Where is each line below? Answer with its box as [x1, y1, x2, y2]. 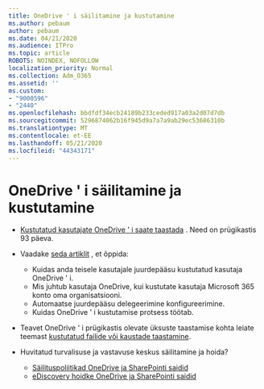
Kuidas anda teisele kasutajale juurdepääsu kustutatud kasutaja [31, 265, 243, 275]
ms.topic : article [8, 49, 70, 57]
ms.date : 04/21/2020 [8, 34, 78, 43]
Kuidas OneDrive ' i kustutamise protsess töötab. [31, 308, 195, 317]
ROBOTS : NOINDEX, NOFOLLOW [8, 57, 99, 65]
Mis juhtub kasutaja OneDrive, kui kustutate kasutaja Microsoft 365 [31, 282, 255, 292]
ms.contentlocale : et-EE [8, 131, 92, 139]
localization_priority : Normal [8, 64, 113, 72]
